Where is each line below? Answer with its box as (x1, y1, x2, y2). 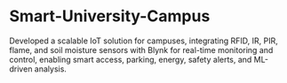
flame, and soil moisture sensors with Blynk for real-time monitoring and (9, 44, 274, 55)
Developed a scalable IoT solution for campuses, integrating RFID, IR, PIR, (9, 35, 278, 46)
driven (9, 64, 33, 74)
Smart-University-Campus (9, 6, 211, 26)
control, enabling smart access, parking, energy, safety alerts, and (9, 54, 252, 64)
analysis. (34, 64, 67, 74)
